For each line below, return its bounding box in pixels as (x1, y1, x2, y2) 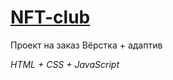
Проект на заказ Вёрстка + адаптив (10, 39, 163, 51)
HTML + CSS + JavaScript (10, 58, 120, 70)
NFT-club (10, 6, 91, 29)
